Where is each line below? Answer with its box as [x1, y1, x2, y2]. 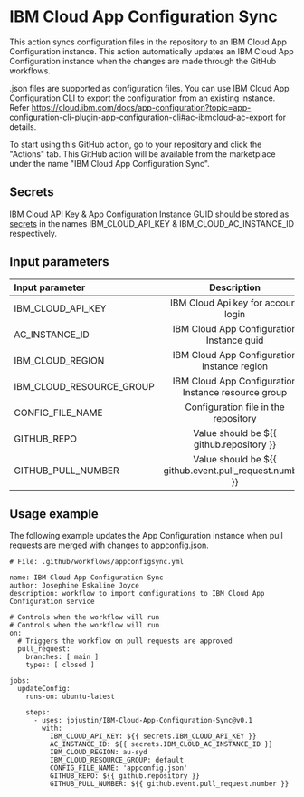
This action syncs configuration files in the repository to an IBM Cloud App [9, 36, 288, 47]
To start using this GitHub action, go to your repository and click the [9, 139, 262, 150]
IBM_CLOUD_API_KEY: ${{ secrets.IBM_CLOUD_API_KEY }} [49, 732, 257, 741]
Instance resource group [182, 385, 288, 398]
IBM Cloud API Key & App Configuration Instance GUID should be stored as [9, 209, 290, 219]
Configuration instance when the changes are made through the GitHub [9, 55, 277, 66]
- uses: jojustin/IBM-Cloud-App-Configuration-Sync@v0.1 [33, 716, 253, 725]
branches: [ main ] [25, 653, 100, 662]
